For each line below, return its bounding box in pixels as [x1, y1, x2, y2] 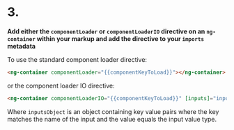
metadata [7, 42, 36, 50]
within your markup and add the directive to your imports [36, 34, 204, 42]
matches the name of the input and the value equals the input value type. [7, 115, 217, 123]
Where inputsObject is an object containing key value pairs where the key [7, 107, 219, 115]
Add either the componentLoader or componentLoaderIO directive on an [7, 27, 205, 35]
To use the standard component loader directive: [7, 55, 148, 63]
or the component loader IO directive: [7, 81, 115, 90]
